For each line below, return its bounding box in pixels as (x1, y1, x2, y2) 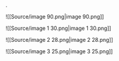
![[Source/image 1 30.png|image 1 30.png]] (5, 25, 111, 32)
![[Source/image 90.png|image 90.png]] (5, 13, 104, 20)
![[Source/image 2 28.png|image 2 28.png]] (5, 36, 114, 43)
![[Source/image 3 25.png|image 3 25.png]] (5, 48, 113, 55)
